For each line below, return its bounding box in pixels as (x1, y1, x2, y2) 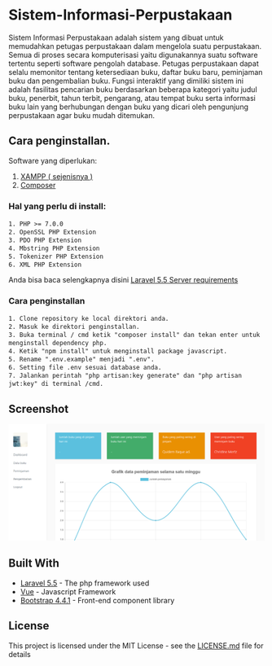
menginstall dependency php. (8, 340, 107, 348)
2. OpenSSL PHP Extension (8, 228, 96, 237)
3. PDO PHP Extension (8, 236, 82, 245)
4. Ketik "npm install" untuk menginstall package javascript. (8, 348, 228, 356)
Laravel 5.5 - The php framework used (20, 578, 150, 588)
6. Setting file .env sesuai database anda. (8, 364, 162, 372)
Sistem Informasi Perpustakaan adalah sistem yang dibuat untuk (8, 33, 224, 42)
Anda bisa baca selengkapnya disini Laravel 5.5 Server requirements (8, 275, 239, 285)
